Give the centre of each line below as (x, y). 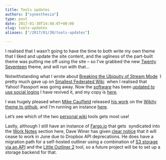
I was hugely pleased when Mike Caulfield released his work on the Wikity (81, 101)
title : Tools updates (28, 10)
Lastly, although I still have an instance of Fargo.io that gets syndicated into (83, 126)
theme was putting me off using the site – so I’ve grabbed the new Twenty (81, 61)
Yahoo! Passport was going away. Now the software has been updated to (80, 87)
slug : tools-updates (27, 28)
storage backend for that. (31, 152)
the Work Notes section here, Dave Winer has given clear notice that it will (81, 131)
